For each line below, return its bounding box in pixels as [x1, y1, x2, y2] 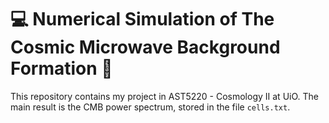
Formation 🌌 [10, 57, 113, 80]
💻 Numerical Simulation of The [10, 8, 275, 31]
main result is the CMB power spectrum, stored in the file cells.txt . [10, 101, 291, 113]
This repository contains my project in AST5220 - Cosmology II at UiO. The [10, 90, 319, 102]
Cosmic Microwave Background [10, 36, 281, 59]
